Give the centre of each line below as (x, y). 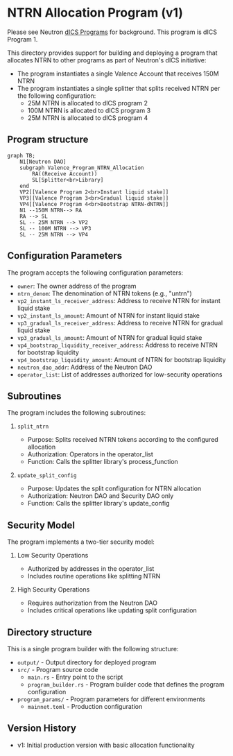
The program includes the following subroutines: (77, 413)
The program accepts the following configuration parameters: (95, 273)
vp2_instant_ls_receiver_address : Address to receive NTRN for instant (119, 300)
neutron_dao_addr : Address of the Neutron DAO (85, 367)
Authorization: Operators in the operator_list (90, 454)
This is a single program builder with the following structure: (93, 649)
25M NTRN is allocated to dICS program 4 (88, 118)
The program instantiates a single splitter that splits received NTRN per (119, 88)
